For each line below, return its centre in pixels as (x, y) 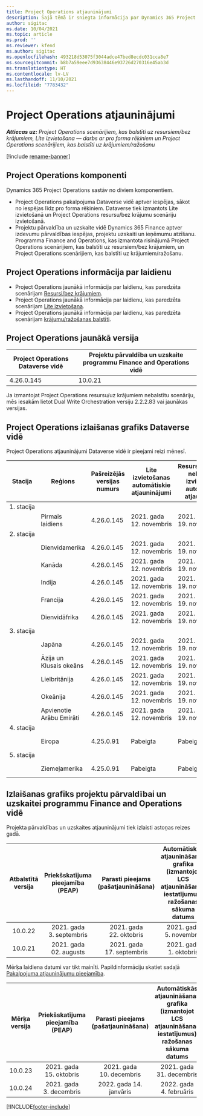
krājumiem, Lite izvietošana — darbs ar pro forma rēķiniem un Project (93, 138)
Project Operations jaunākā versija (72, 338)
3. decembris (62, 1092)
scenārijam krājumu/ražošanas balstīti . (63, 319)
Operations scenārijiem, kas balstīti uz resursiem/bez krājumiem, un (99, 246)
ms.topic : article (29, 35)
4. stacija (22, 728)
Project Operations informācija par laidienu (89, 272)
